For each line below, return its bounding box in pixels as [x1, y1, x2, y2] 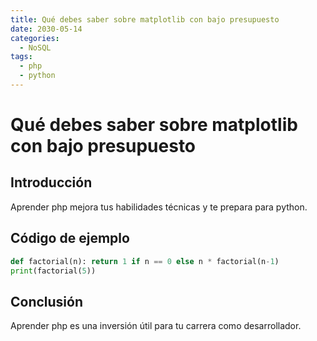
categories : [10, 33, 60, 43]
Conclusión [10, 293, 84, 310]
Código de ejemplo [10, 230, 130, 247]
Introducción [10, 174, 93, 191]
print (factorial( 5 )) [10, 266, 97, 276]
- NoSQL [19, 42, 52, 53]
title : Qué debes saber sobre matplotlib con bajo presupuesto [10, 14, 280, 25]
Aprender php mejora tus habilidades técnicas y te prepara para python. [10, 201, 308, 213]
